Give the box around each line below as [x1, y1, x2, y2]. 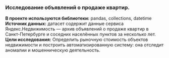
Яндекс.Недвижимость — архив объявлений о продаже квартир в [5, 26, 149, 32]
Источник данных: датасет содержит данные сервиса [5, 20, 124, 26]
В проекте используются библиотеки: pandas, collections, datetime [5, 15, 152, 21]
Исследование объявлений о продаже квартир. [5, 4, 130, 11]
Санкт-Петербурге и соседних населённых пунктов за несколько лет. [5, 31, 156, 37]
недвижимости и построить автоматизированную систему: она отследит [5, 42, 164, 48]
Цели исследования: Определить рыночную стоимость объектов [5, 36, 148, 42]
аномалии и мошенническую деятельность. [5, 47, 100, 53]
